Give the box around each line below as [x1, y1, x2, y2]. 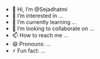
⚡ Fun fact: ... [12, 47, 45, 54]
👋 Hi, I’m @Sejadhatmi [12, 6, 68, 13]
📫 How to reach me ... [12, 32, 68, 39]
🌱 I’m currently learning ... [12, 19, 77, 25]
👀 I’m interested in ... [12, 12, 64, 19]
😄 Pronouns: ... [12, 40, 52, 48]
